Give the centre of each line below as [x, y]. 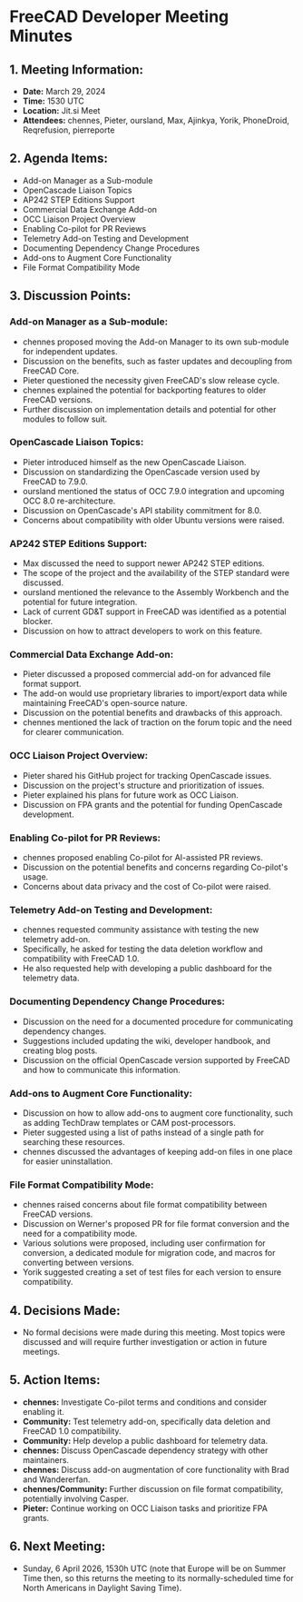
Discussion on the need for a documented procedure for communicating [157, 1021]
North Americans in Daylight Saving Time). [102, 1587]
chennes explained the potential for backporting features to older [144, 390]
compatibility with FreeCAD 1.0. [81, 959]
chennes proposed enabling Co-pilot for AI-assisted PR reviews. [142, 857]
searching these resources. [73, 1141]
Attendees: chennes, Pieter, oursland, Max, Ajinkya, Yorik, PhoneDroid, [156, 120]
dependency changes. [64, 1031]
